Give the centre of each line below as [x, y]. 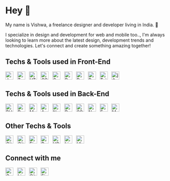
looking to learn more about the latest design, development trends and [80, 40]
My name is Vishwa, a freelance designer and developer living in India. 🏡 [82, 25]
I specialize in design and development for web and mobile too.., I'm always [85, 34]
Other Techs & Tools [38, 126]
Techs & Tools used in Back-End [57, 94]
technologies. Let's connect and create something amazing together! [78, 45]
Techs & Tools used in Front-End [58, 62]
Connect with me [33, 158]
